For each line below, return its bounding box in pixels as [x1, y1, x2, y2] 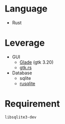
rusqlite [19, 80, 36, 86]
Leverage [5, 37, 45, 49]
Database [12, 70, 32, 76]
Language [5, 3, 48, 15]
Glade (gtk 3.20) [19, 59, 54, 65]
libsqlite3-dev [5, 114, 37, 119]
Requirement [5, 98, 60, 109]
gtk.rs [19, 64, 32, 70]
